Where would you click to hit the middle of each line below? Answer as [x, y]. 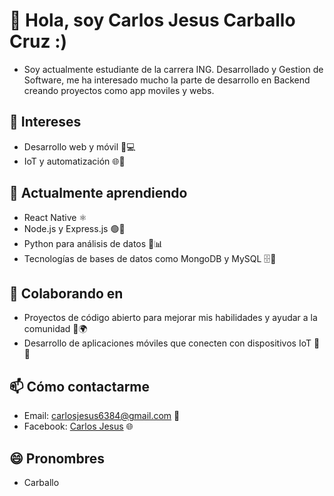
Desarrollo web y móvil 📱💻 [79, 146]
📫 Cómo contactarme [80, 386]
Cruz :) [38, 41]
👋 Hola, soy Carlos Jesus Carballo [152, 20]
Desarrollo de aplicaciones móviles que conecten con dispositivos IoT [167, 343]
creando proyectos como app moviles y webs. [119, 90]
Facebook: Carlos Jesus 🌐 [78, 426]
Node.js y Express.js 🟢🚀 [74, 228]
